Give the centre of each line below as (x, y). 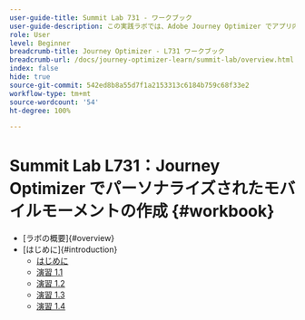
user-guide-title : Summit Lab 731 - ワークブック (101, 18)
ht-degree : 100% (40, 111)
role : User (30, 34)
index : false (34, 69)
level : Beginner (40, 43)
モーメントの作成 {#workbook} (158, 212)
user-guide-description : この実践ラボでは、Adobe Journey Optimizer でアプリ (151, 26)
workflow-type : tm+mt (50, 93)
